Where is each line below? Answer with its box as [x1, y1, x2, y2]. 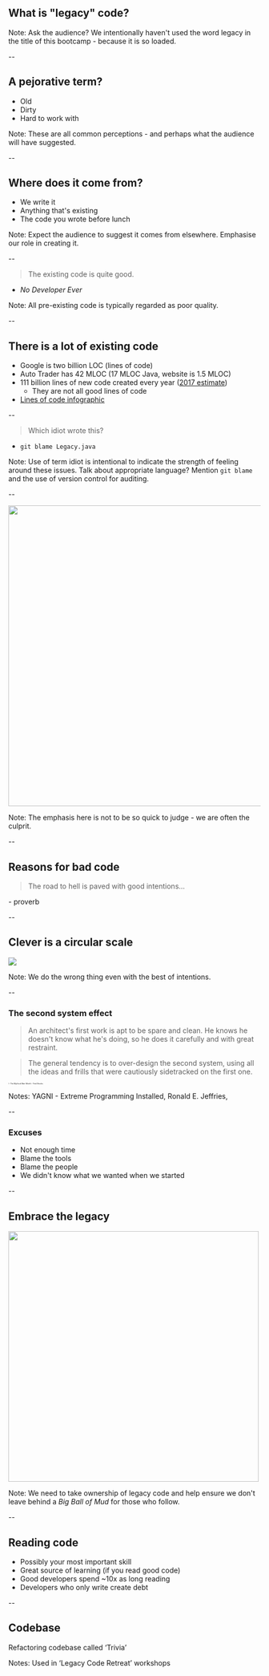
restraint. [27, 1042, 58, 1053]
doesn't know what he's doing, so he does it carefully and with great [27, 1034, 255, 1044]
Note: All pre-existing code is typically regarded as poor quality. [8, 301, 219, 310]
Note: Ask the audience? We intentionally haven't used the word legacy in [8, 27, 251, 37]
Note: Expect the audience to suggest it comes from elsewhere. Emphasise [8, 230, 256, 240]
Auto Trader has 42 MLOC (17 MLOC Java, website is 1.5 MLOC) [19, 369, 231, 379]
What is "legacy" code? [8, 6, 130, 20]
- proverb [8, 897, 40, 907]
